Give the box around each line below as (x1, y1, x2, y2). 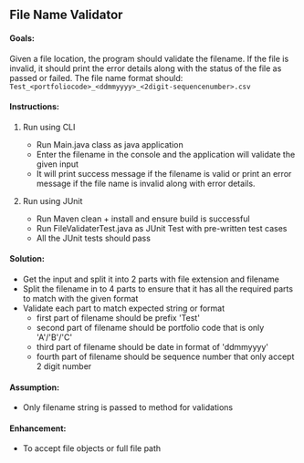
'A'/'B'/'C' (36, 332, 73, 343)
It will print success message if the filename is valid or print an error (36, 168, 292, 179)
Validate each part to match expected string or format (22, 303, 225, 314)
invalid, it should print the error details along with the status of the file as (9, 63, 282, 74)
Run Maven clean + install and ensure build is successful (36, 213, 250, 224)
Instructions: (9, 101, 60, 112)
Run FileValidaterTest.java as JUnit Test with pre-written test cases (36, 222, 288, 233)
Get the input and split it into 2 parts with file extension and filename (22, 273, 280, 284)
